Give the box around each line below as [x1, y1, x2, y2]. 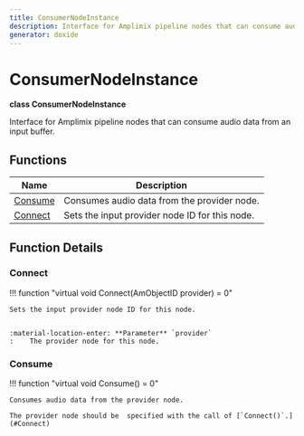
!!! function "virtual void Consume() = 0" [9, 378, 159, 389]
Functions [9, 152, 68, 167]
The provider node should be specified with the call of [9, 412, 233, 421]
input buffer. [9, 126, 55, 137]
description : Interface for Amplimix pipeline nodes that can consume [9, 22, 281, 31]
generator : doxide [9, 30, 79, 39]
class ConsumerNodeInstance [9, 99, 127, 109]
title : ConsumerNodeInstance [9, 13, 119, 23]
